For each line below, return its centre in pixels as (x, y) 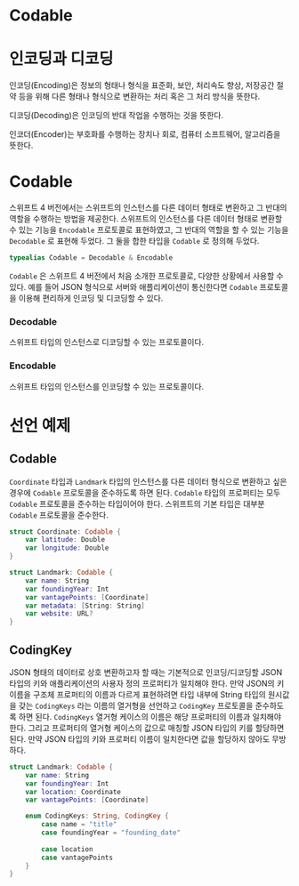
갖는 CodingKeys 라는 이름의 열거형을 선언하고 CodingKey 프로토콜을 (136, 705)
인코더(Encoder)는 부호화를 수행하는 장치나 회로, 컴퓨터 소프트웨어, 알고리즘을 (145, 134)
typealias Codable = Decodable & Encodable (91, 258)
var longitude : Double (67, 548)
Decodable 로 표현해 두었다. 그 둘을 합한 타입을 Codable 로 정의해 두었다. (134, 241)
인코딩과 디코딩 (61, 59)
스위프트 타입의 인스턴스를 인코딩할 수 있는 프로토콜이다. (107, 386)
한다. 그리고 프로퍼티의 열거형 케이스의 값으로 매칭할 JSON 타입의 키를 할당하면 (147, 728)
